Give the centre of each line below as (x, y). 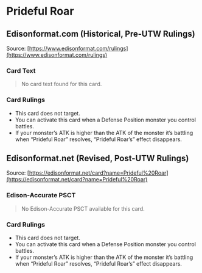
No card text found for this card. (61, 84)
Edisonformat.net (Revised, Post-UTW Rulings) (98, 158)
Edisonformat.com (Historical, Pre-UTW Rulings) (101, 34)
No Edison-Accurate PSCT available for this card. (83, 208)
